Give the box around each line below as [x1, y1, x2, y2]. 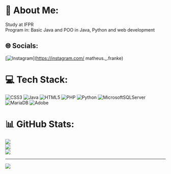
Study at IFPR [5, 21, 34, 27]
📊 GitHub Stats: [5, 118, 75, 130]
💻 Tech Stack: [5, 74, 68, 85]
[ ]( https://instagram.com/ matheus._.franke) [5, 55, 124, 61]
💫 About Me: [5, 5, 59, 16]
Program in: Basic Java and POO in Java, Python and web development [5, 26, 155, 33]
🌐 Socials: [5, 42, 39, 50]
